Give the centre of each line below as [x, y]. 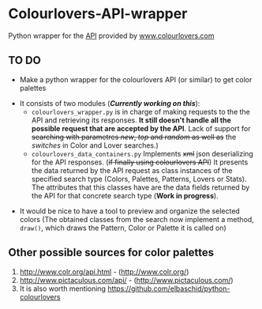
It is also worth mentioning [63, 288]
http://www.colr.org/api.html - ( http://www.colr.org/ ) [104, 271]
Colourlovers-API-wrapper [98, 14]
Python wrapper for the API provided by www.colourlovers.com [111, 36]
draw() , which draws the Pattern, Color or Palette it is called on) [123, 228]
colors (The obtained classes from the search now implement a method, [137, 219]
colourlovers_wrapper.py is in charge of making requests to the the [141, 111]
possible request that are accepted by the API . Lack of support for [141, 128]
